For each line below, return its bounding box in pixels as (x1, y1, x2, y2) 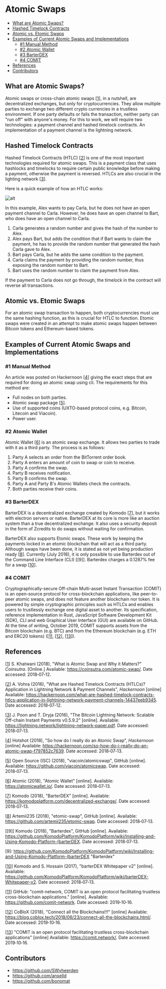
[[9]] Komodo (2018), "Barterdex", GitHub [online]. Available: (5, 828, 128, 834)
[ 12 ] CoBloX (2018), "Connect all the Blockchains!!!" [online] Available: (5, 909, 148, 915)
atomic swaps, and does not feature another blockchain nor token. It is (15, 596, 160, 602)
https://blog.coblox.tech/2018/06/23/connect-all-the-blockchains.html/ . (5, 914, 152, 920)
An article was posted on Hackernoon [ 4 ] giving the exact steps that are (5, 374, 153, 380)
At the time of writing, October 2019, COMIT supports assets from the (5, 622, 147, 628)
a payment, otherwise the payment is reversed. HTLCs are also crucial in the (5, 170, 161, 176)
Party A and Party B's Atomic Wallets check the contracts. (12, 481, 131, 487)
